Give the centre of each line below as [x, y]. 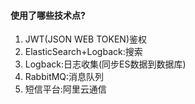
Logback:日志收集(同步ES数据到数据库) [105, 64]
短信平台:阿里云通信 [65, 89]
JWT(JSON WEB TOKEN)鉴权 [85, 39]
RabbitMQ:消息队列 [64, 77]
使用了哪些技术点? [48, 15]
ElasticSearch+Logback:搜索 [83, 52]
